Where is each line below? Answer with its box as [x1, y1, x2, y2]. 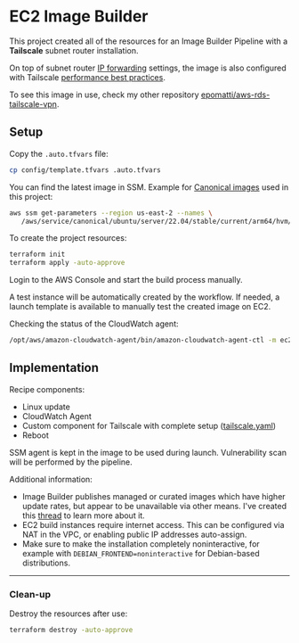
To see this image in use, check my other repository [9, 89, 199, 100]
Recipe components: [9, 383, 85, 394]
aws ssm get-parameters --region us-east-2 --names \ [9, 208, 214, 218]
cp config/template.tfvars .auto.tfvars [9, 165, 162, 175]
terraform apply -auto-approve [9, 259, 125, 268]
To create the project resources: [9, 233, 127, 243]
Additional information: [9, 474, 93, 484]
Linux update [21, 401, 71, 412]
